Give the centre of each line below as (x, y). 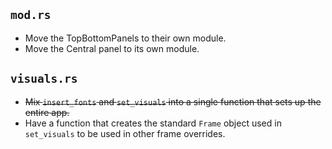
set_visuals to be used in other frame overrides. (125, 133)
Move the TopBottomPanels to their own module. (125, 38)
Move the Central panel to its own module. (112, 48)
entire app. (47, 112)
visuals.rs (44, 79)
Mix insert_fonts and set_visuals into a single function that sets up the (173, 101)
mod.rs (31, 15)
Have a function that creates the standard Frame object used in (153, 123)
